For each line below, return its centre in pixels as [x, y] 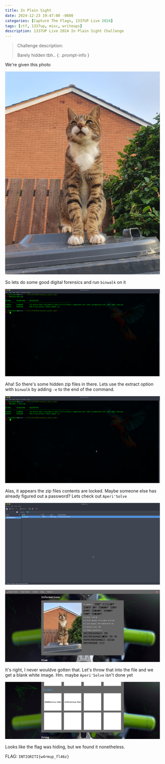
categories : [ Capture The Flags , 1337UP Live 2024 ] [59, 21]
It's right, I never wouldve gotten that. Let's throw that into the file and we [79, 670]
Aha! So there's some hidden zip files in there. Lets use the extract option [79, 384]
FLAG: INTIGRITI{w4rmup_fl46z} [37, 757]
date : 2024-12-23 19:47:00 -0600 [39, 15]
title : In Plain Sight [28, 10]
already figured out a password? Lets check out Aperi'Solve [66, 496]
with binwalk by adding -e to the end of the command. [60, 389]
